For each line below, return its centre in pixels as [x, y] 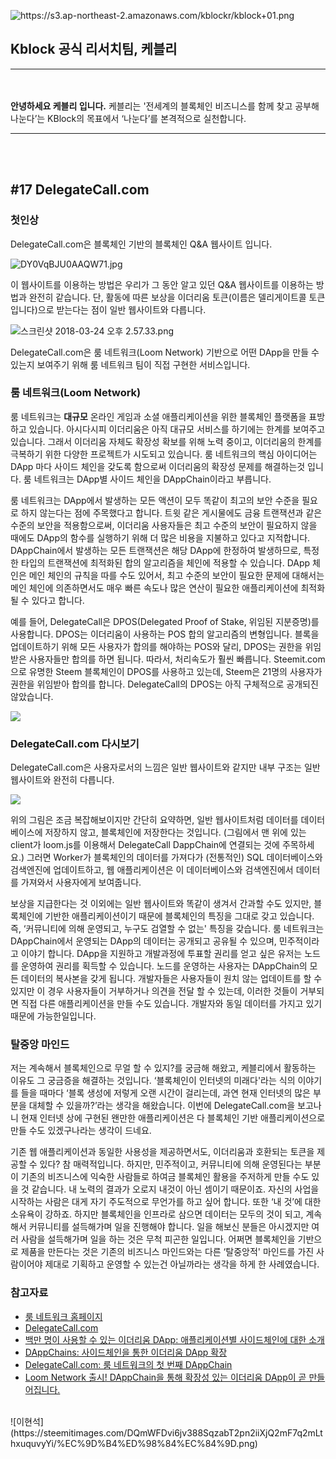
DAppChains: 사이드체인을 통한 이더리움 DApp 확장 [126, 1352]
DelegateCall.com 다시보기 [75, 743]
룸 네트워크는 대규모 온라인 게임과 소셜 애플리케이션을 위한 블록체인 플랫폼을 [158, 416]
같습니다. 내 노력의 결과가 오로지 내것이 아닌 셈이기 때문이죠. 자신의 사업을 [175, 1189]
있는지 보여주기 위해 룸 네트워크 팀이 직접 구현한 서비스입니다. [130, 364]
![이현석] [27, 1421]
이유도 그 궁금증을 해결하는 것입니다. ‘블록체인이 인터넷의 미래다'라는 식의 [153, 1081]
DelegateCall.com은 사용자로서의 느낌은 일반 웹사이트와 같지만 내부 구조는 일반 [165, 767]
